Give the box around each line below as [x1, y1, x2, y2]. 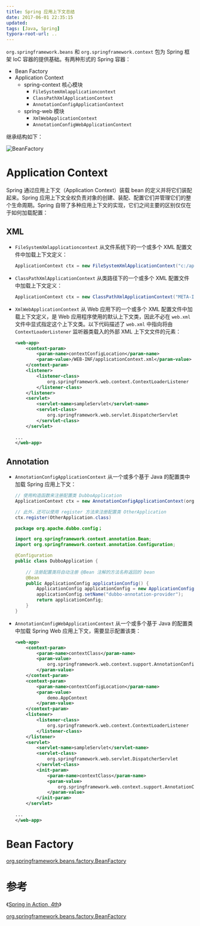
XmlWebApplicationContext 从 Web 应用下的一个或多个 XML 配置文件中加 [14, 305, 193, 312]
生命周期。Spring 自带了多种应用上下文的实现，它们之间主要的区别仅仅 [11, 202, 186, 209]
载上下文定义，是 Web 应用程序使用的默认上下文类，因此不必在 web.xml [14, 312, 191, 320]
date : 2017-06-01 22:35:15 [6, 14, 73, 20]
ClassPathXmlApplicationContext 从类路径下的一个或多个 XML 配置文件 [14, 274, 190, 281]
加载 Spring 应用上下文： [14, 481, 76, 488]
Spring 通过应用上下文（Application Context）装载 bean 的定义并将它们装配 [6, 187, 192, 194]
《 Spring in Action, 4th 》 [6, 900, 61, 907]
